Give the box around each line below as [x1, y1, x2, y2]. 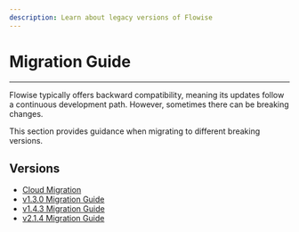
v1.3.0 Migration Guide [21, 194, 105, 205]
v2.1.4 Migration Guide [21, 213, 105, 224]
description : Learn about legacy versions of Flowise [9, 12, 214, 22]
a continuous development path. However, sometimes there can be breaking [9, 99, 289, 110]
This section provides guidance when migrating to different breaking [9, 126, 261, 137]
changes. [9, 108, 44, 119]
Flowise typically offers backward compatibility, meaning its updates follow [9, 89, 285, 100]
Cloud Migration [21, 185, 82, 195]
